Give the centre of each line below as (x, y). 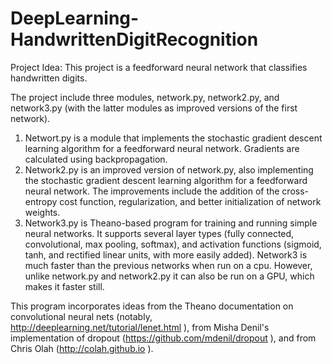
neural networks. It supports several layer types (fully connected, (159, 233)
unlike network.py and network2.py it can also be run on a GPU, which (169, 276)
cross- (295, 191)
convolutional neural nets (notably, (81, 316)
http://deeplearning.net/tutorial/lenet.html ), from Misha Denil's (140, 327)
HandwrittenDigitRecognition (134, 39)
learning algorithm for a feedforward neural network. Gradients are (162, 148)
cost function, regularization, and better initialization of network (190, 201)
